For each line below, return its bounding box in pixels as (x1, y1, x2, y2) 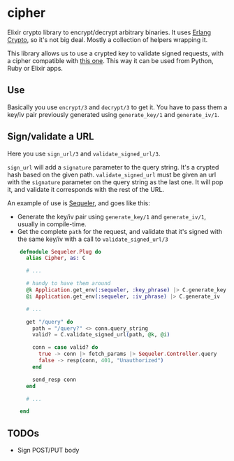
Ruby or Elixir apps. (7, 64, 63, 72)
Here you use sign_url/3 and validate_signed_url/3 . (7, 149, 161, 158)
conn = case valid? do (32, 344, 98, 351)
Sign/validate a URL (7, 131, 94, 143)
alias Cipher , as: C (25, 254, 86, 262)
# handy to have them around (25, 280, 111, 287)
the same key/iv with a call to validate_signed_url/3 (17, 235, 169, 243)
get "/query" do (25, 318, 73, 325)
